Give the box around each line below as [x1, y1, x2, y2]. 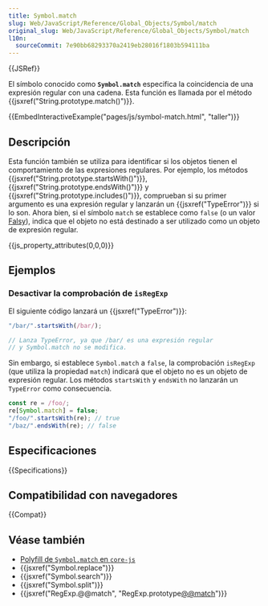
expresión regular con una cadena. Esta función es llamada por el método [8, 88, 253, 97]
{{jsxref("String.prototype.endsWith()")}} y [8, 182, 149, 191]
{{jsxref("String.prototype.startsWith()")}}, [8, 174, 148, 183]
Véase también [8, 533, 86, 547]
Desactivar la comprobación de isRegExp [8, 288, 169, 299]
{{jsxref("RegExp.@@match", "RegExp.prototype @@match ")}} [19, 588, 227, 599]
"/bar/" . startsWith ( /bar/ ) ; [8, 321, 103, 330]
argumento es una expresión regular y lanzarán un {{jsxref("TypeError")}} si [8, 199, 259, 209]
